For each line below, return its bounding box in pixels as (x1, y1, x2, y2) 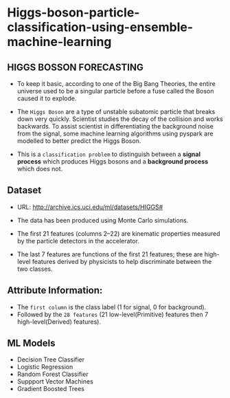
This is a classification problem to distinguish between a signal (16, 150, 201, 158)
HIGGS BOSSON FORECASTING (7, 61, 144, 73)
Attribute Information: (7, 285, 103, 296)
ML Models (7, 338, 56, 349)
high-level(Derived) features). (16, 318, 102, 326)
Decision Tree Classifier (16, 355, 85, 364)
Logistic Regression (16, 363, 73, 371)
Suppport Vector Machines (16, 377, 94, 386)
